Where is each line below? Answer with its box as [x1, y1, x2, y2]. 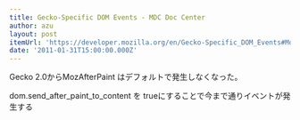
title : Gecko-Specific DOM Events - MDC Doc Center [9, 12, 205, 22]
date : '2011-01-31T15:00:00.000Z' [9, 46, 138, 55]
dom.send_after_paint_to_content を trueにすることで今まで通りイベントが [9, 91, 283, 101]
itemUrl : [9, 37, 42, 47]
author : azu [9, 21, 54, 30]
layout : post [9, 29, 58, 38]
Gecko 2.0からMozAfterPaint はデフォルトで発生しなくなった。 [9, 72, 243, 83]
